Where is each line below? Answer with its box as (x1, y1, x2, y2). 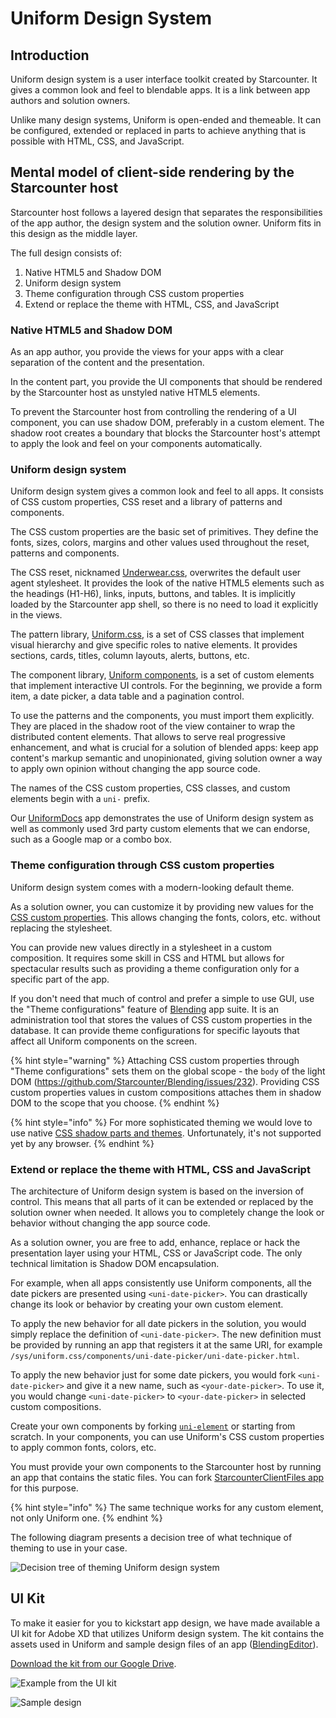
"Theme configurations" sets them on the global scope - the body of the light (10, 1065, 326, 1077)
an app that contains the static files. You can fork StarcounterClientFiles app (10, 1472, 325, 1483)
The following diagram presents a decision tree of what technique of (10, 1532, 293, 1543)
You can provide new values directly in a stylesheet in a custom (10, 941, 273, 953)
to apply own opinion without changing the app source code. (10, 763, 261, 775)
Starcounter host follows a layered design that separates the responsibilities (10, 206, 323, 218)
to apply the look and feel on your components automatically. (10, 438, 263, 450)
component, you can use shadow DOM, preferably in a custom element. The (10, 417, 325, 429)
